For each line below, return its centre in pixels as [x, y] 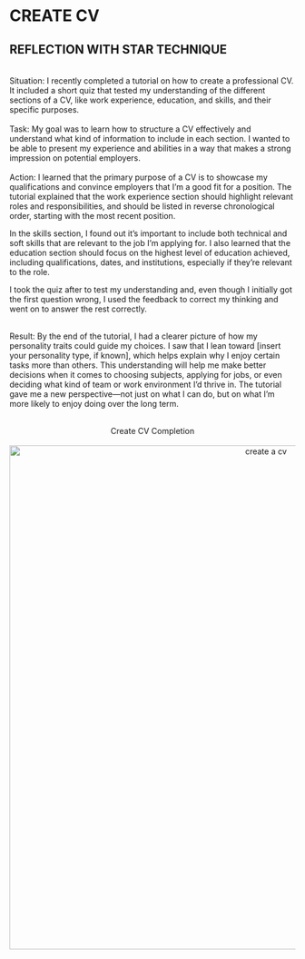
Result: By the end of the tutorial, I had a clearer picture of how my [134, 336]
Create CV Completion [152, 431]
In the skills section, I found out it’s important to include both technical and [148, 233]
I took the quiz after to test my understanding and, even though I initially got [151, 290]
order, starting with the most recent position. [93, 216]
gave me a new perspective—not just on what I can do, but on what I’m [142, 394]
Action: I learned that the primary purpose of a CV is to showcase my [138, 177]
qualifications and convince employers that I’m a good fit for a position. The [151, 187]
